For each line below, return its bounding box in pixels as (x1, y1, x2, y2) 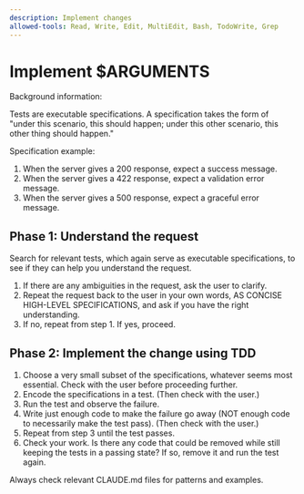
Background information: (9, 91, 103, 102)
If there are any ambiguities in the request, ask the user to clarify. (22, 280, 268, 292)
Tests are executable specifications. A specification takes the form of (9, 108, 269, 119)
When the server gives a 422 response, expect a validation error (22, 173, 265, 184)
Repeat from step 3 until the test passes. (22, 427, 176, 438)
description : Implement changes (9, 13, 132, 23)
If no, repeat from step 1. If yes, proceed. (22, 319, 176, 330)
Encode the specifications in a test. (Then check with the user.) (22, 389, 260, 400)
